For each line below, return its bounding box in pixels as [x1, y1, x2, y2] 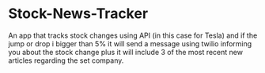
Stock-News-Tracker [8, 5, 149, 23]
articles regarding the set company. [8, 56, 124, 65]
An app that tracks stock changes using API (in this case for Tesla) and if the [8, 31, 258, 40]
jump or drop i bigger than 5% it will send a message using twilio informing [8, 38, 252, 48]
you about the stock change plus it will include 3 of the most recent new [8, 47, 244, 57]
